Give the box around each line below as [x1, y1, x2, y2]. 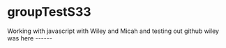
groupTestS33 [7, 4, 92, 20]
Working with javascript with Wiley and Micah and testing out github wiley [7, 27, 220, 35]
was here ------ [7, 34, 52, 42]
